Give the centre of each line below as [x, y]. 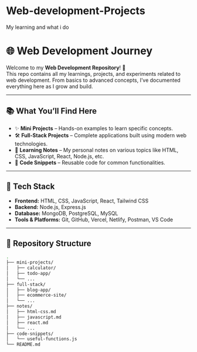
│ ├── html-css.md [31, 312]
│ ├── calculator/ [31, 268]
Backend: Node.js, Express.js [50, 207]
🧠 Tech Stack [30, 187]
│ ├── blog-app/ [28, 290]
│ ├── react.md [27, 323]
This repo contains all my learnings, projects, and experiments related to [93, 74]
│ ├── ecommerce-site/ [36, 295]
